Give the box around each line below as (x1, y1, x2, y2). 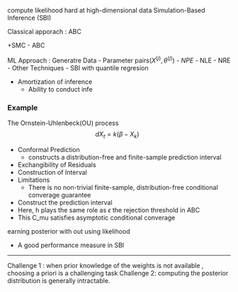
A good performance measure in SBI (17, 241, 125, 249)
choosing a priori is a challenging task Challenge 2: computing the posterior (7, 269, 229, 277)
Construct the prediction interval (17, 198, 113, 207)
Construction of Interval (17, 168, 87, 176)
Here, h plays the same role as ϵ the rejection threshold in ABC (17, 205, 200, 214)
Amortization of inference (17, 77, 93, 86)
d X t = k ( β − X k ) (95, 129, 140, 140)
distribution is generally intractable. (7, 276, 110, 285)
